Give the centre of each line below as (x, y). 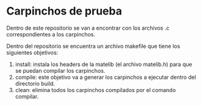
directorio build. (35, 84)
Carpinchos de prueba (64, 11)
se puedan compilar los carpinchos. (60, 70)
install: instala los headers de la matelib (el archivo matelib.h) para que (103, 64)
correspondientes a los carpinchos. (51, 34)
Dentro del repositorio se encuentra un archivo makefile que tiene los (93, 46)
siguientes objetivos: (32, 52)
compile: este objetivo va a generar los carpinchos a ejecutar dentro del (106, 77)
